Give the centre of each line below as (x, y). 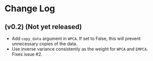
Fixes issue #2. (27, 54)
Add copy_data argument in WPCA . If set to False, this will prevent (76, 38)
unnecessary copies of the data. (45, 44)
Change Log (30, 9)
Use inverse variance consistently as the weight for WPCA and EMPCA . (80, 49)
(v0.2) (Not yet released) (43, 27)
